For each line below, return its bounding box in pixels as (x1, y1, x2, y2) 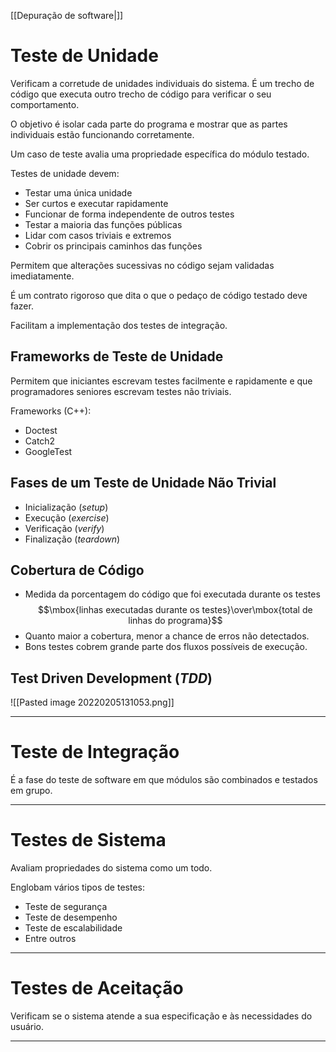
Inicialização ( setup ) (24, 501, 109, 513)
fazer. (10, 300, 34, 312)
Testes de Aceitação (10, 977, 184, 1000)
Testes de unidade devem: (10, 167, 120, 179)
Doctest (24, 424, 58, 436)
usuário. (10, 1021, 45, 1032)
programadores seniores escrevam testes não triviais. (10, 385, 232, 397)
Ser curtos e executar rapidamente (24, 197, 169, 209)
